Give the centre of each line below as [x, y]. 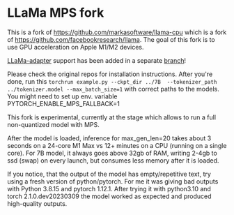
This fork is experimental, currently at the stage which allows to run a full [112, 117]
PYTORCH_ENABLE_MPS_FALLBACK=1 [63, 103]
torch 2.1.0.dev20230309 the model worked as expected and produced [109, 196]
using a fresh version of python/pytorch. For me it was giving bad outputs [113, 181]
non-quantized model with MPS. [53, 124]
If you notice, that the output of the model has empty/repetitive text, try [109, 174]
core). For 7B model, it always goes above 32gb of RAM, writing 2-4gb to [112, 153]
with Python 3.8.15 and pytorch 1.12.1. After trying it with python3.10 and [109, 188]
